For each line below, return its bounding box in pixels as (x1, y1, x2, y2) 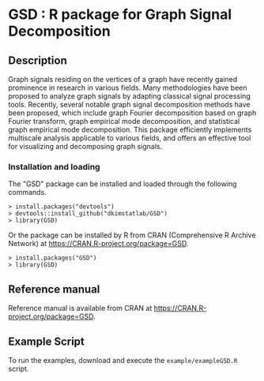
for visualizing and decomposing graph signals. (8, 142, 163, 151)
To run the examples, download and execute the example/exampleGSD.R (8, 355, 238, 364)
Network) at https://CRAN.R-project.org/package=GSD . (8, 239, 189, 248)
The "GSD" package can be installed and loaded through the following (8, 179, 237, 189)
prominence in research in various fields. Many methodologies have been (8, 83, 247, 92)
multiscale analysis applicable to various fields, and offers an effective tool (8, 133, 251, 143)
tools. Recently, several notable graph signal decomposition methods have (8, 100, 251, 109)
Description (8, 54, 67, 67)
